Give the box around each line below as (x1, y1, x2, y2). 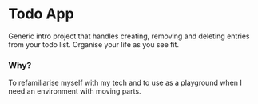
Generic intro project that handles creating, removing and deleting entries (8, 31, 250, 41)
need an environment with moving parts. (8, 86, 141, 96)
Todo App (8, 5, 74, 23)
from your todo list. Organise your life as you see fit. (8, 39, 180, 49)
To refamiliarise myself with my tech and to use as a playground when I (8, 78, 242, 88)
